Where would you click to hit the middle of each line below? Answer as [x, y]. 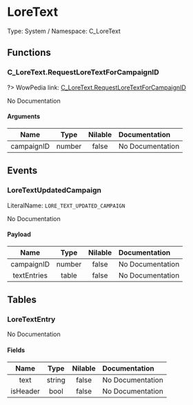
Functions [29, 53]
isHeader [25, 391]
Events [22, 170]
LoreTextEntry [31, 320]
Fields [16, 350]
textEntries [30, 275]
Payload [19, 234]
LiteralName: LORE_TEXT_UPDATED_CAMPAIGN [66, 205]
